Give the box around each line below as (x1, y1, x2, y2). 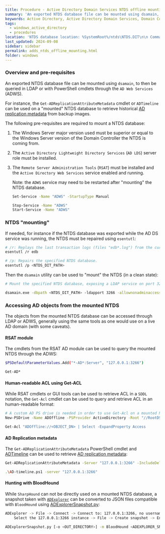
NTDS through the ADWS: (5, 351, 57, 357)
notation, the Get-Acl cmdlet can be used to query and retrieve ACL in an (5, 396, 153, 402)
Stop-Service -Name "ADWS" (12, 203, 68, 208)
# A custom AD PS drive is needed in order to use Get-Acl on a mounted (5, 411, 157, 416)
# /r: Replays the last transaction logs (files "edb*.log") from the (5, 245, 153, 250)
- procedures (9, 30, 36, 35)
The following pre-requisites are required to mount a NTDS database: (5, 120, 145, 126)
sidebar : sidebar (5, 44, 41, 49)
